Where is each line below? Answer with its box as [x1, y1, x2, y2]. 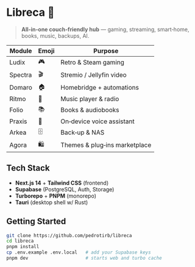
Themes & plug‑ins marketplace [60, 141, 152, 149]
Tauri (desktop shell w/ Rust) [15, 198, 88, 206]
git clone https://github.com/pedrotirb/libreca [6, 232, 132, 238]
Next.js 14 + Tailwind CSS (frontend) [15, 179, 109, 187]
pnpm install [6, 244, 40, 250]
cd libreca [6, 238, 34, 244]
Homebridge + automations [60, 84, 139, 92]
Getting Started [6, 216, 66, 227]
